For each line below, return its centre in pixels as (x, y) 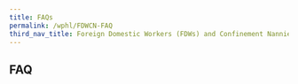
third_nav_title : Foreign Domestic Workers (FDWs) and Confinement (137, 34)
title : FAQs (31, 17)
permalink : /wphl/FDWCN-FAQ (61, 26)
